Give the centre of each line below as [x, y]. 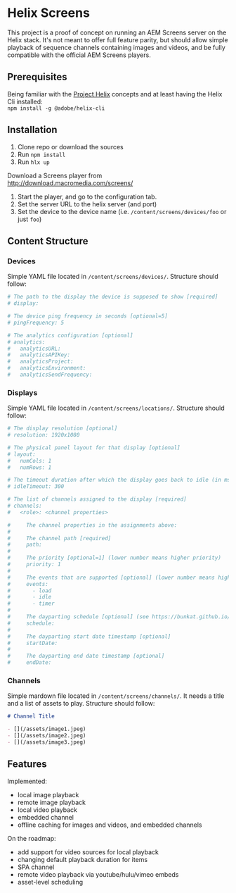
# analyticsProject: [40, 362]
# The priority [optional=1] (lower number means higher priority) [114, 558]
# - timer [31, 604]
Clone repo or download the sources [71, 146]
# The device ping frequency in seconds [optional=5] [88, 316]
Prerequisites [37, 77]
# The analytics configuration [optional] [70, 335]
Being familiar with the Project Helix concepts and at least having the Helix [115, 94]
